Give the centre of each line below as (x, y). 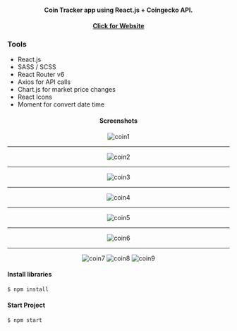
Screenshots (119, 121)
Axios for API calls (44, 82)
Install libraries (30, 275)
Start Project (26, 305)
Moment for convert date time (61, 104)
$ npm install (28, 289)
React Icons (35, 97)
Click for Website (119, 26)
